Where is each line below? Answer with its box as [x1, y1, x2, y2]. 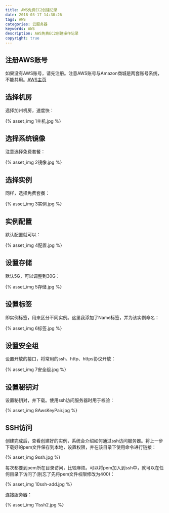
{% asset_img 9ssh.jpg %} [5, 454, 61, 460]
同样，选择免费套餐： [5, 190, 50, 196]
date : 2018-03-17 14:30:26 [5, 12, 62, 17]
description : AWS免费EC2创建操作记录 [5, 31, 79, 36]
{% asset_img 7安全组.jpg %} [5, 367, 67, 373]
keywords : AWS [5, 26, 35, 31]
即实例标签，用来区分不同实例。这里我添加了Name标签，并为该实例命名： [5, 314, 159, 320]
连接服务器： [5, 492, 32, 497]
